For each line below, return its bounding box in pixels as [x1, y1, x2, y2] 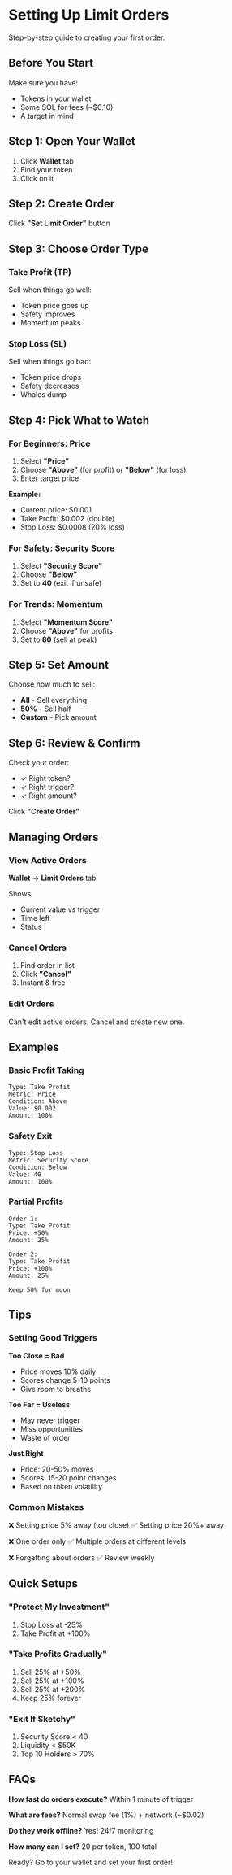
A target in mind [19, 111, 75, 120]
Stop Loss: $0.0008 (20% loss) [19, 522, 126, 532]
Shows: [8, 888, 34, 898]
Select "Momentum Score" [19, 617, 114, 627]
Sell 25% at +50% [19, 1667, 81, 1677]
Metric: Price [8, 1090, 57, 1099]
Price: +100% [8, 1264, 53, 1272]
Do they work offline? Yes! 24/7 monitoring [8, 1825, 154, 1835]
